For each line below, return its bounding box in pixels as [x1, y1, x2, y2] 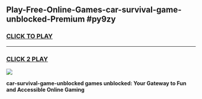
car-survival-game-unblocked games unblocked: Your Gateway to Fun [6, 79, 186, 86]
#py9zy [86, 14, 116, 25]
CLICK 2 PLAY [6, 55, 48, 63]
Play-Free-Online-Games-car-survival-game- [6, 5, 182, 15]
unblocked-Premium [6, 14, 85, 25]
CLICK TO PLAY [6, 32, 53, 41]
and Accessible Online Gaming [6, 86, 85, 93]
